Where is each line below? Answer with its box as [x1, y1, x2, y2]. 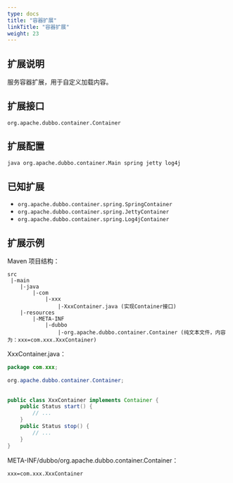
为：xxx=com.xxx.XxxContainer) [7, 337, 97, 344]
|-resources [20, 309, 55, 317]
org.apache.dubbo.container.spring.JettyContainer [17, 208, 170, 215]
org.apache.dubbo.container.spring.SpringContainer [17, 201, 172, 208]
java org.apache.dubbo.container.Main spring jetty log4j [7, 159, 181, 166]
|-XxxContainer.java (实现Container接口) [57, 303, 177, 310]
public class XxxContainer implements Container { [7, 396, 159, 403]
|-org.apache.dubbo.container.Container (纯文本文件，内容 [57, 329, 227, 337]
